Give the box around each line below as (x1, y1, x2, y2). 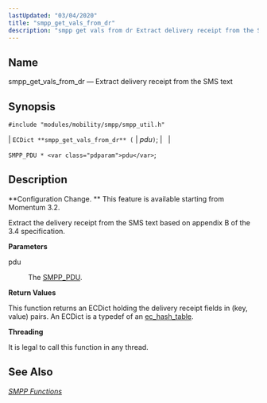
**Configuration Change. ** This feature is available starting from (8, 194, 225, 203)
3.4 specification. (8, 226, 66, 236)
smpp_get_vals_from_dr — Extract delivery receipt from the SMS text (8, 77, 233, 86)
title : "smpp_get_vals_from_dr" (8, 19, 115, 27)
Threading (8, 327, 44, 336)
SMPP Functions (8, 386, 62, 396)
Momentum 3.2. (8, 202, 60, 212)
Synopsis (8, 100, 56, 113)
